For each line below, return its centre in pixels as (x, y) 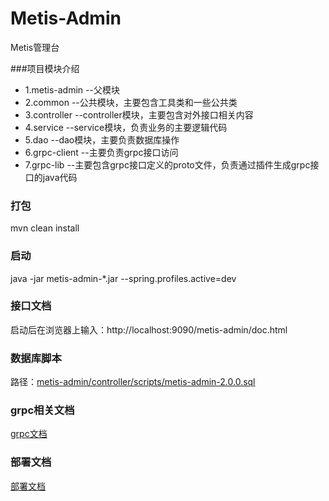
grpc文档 (29, 434)
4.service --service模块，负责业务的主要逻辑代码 (126, 127)
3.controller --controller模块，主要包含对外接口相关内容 (139, 114)
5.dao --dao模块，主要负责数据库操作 (102, 139)
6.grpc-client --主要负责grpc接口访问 (101, 152)
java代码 (60, 177)
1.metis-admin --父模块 (72, 89)
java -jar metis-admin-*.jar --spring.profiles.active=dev (123, 278)
